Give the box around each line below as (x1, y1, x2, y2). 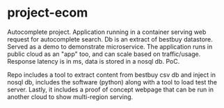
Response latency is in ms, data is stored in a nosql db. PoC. (7, 57, 180, 65)
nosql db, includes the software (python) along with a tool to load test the (7, 78, 218, 86)
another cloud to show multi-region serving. (7, 92, 134, 101)
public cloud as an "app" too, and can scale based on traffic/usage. (7, 50, 201, 58)
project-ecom (7, 5, 88, 21)
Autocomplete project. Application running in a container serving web (7, 28, 207, 36)
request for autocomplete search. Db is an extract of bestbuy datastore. (7, 35, 214, 43)
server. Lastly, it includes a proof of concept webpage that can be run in (7, 85, 214, 93)
